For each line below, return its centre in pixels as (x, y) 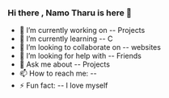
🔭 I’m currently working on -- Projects (82, 31)
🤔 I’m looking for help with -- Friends (80, 56)
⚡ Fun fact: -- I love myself (63, 86)
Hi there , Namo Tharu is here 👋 (70, 13)
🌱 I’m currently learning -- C (66, 39)
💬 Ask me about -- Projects (65, 64)
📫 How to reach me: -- (58, 73)
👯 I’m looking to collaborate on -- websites (90, 47)
